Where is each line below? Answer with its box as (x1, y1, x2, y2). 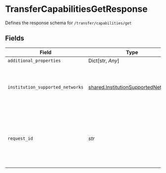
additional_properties (7, 58, 61, 63)
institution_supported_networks (7, 84, 84, 90)
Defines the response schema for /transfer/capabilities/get (5, 20, 132, 26)
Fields (5, 34, 25, 43)
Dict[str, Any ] (88, 57, 120, 64)
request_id (7, 135, 33, 141)
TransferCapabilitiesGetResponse (5, 3, 148, 15)
